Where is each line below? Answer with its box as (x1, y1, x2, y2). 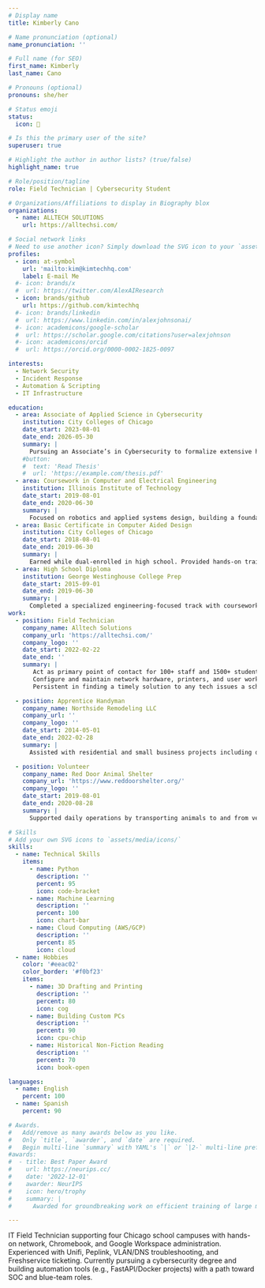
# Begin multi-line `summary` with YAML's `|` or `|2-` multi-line (8, 1143, 242, 1151)
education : (8, 404, 44, 412)
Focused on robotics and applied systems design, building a (28, 514, 235, 522)
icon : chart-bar (36, 917, 90, 925)
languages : (8, 1078, 44, 1086)
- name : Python (28, 865, 80, 873)
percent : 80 (36, 997, 77, 1005)
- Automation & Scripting (15, 382, 101, 390)
